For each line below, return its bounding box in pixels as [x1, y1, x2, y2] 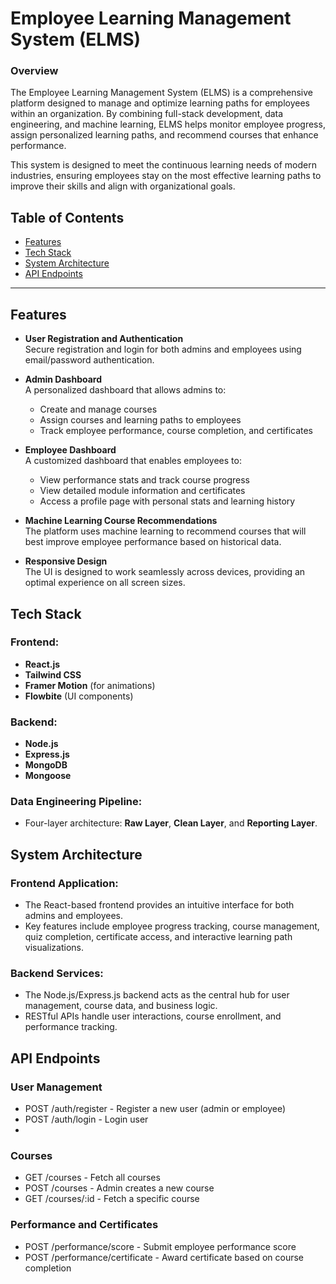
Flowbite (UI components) [24, 690, 134, 702]
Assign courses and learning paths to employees [39, 414, 242, 426]
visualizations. [24, 942, 85, 954]
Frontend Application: [10, 876, 119, 890]
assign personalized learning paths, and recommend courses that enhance [10, 129, 319, 141]
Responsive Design [24, 555, 108, 567]
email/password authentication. [24, 354, 155, 366]
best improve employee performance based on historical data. [24, 536, 282, 548]
